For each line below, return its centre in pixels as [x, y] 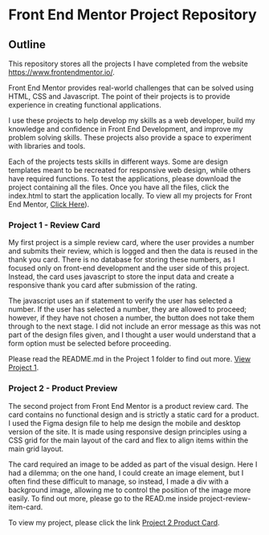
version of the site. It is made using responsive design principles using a [128, 431]
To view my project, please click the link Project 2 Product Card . [114, 522]
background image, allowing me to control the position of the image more [130, 490]
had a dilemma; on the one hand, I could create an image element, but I [126, 472]
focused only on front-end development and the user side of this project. [129, 268]
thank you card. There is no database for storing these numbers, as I [122, 259]
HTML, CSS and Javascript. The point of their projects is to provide [119, 96]
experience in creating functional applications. [85, 105]
